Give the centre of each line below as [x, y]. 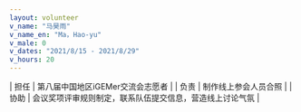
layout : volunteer [44, 18]
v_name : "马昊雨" [40, 26]
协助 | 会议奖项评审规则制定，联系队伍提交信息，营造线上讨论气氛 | [135, 98]
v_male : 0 [28, 43]
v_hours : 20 [32, 60]
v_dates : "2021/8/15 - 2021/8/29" [75, 51]
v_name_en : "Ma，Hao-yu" [56, 34]
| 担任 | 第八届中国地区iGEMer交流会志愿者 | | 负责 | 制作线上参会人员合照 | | [151, 86]
